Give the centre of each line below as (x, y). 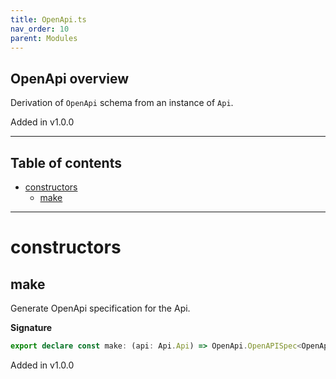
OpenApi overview (70, 78)
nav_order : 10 (40, 29)
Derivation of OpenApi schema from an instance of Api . (122, 103)
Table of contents (66, 162)
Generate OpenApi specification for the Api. (100, 308)
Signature (31, 327)
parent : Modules (44, 38)
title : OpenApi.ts (48, 19)
